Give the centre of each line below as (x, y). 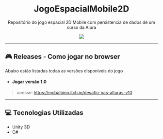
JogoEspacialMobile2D (81, 9)
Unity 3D (21, 127)
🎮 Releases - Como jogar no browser (63, 57)
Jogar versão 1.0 (29, 82)
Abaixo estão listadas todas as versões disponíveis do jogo (64, 70)
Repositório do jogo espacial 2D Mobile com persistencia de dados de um (81, 22)
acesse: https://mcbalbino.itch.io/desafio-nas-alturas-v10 (74, 92)
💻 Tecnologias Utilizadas (44, 113)
